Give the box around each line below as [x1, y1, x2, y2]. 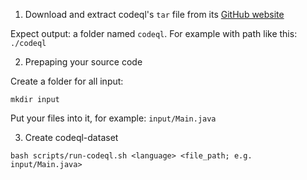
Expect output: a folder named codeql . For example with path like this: [10, 28, 298, 39]
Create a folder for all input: [10, 75, 124, 87]
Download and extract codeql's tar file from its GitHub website [24, 9, 285, 20]
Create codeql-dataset [24, 132, 119, 143]
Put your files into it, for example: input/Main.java [10, 112, 217, 124]
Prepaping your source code [24, 56, 143, 68]
